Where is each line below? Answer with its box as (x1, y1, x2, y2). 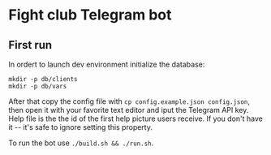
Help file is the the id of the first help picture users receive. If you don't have (8, 114, 264, 123)
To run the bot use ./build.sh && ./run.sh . (8, 138, 154, 148)
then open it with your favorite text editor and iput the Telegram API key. (8, 105, 249, 114)
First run (8, 38, 53, 52)
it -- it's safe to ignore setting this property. (8, 123, 153, 131)
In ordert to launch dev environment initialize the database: (8, 59, 205, 69)
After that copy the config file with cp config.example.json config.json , (8, 97, 250, 106)
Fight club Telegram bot (8, 6, 172, 24)
